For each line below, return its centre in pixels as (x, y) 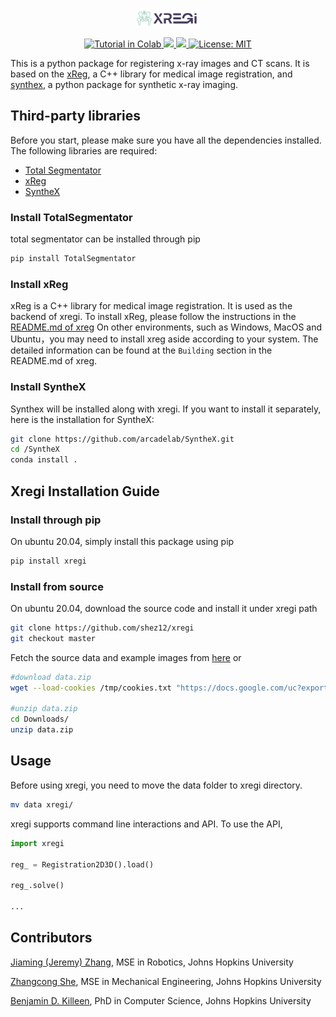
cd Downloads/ (40, 719)
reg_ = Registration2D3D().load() (82, 864)
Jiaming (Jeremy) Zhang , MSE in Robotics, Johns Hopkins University (152, 962)
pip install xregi (48, 561)
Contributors (51, 938)
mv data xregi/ (42, 804)
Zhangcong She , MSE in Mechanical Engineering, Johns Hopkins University (166, 981)
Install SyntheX (48, 387)
